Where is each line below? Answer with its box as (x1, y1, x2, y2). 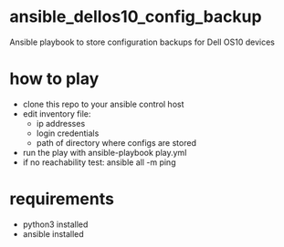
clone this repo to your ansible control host (22, 98, 184, 109)
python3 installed (22, 219, 89, 230)
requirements (9, 189, 114, 210)
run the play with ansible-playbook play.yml (22, 147, 187, 158)
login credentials (36, 128, 100, 139)
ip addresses (36, 118, 86, 129)
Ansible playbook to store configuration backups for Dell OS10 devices (9, 36, 276, 47)
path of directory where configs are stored (36, 137, 196, 148)
